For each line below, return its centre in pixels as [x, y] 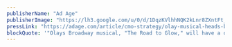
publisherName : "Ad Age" [42, 13]
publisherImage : [30, 20]
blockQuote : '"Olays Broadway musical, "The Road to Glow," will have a [114, 33]
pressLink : [22, 26]
